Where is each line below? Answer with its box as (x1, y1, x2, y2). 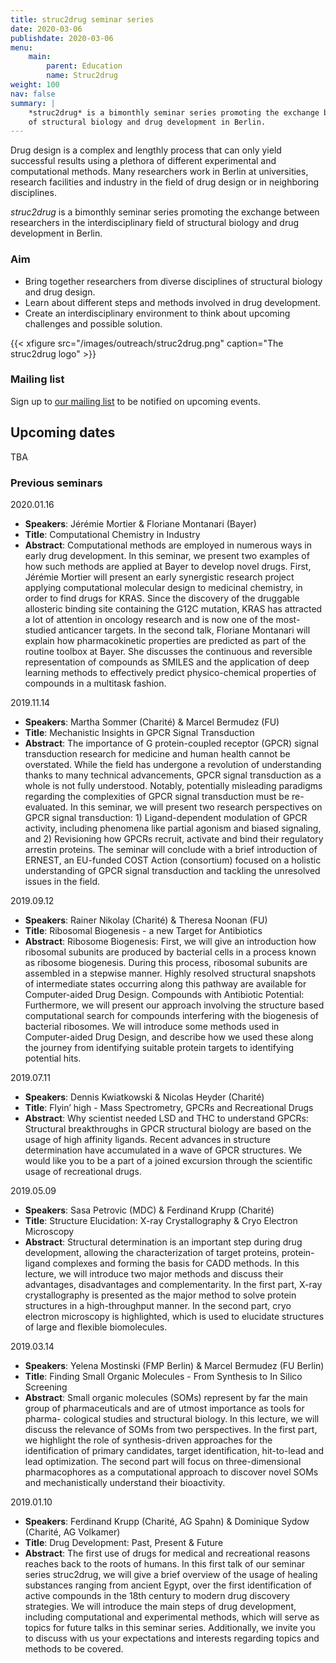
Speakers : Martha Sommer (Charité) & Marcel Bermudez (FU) (24, 716, 280, 728)
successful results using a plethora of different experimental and (10, 155, 277, 167)
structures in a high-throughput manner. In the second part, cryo (24, 1299, 292, 1311)
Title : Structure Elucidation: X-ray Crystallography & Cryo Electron (24, 1214, 298, 1226)
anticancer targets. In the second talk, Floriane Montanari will (58, 624, 311, 636)
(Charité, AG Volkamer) (24, 1526, 121, 1538)
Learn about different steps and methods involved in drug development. (24, 296, 322, 308)
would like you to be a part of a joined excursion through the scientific (24, 1154, 313, 1166)
